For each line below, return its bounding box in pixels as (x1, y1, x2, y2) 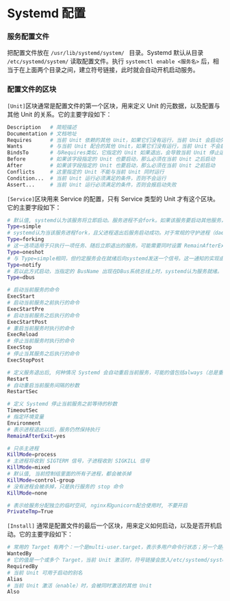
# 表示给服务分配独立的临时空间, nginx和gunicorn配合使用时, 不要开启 (7, 502, 188, 509)
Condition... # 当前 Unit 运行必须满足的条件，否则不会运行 (7, 175, 166, 182)
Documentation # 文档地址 (7, 130, 77, 137)
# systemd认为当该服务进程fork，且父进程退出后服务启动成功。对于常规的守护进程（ (7, 230, 216, 237)
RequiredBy (7, 563, 38, 569)
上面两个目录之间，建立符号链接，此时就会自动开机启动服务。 (25, 66, 199, 74)
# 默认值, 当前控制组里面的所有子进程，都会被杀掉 (7, 471, 132, 478)
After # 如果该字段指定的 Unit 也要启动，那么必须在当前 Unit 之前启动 (7, 162, 216, 169)
